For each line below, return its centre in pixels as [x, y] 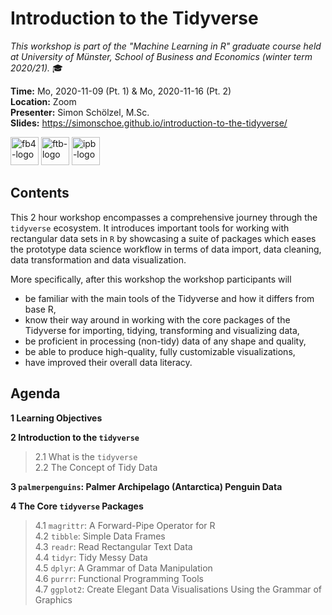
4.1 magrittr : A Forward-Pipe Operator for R [125, 525]
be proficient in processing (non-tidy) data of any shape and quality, [165, 341]
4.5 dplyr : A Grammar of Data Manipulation [123, 568]
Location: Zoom [43, 101]
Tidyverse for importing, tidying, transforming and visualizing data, [162, 330]
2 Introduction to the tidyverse [75, 437]
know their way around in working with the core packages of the [157, 319]
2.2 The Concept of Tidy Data [96, 467]
